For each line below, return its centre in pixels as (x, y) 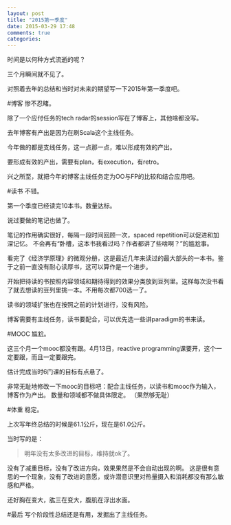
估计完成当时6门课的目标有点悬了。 (57, 372)
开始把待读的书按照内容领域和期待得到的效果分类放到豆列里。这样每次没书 (112, 281)
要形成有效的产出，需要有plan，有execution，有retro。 (85, 162)
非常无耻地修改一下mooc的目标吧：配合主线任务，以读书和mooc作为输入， (113, 387)
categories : (24, 39)
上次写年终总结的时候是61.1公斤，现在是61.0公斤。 (78, 425)
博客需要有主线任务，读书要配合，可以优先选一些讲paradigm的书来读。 (108, 319)
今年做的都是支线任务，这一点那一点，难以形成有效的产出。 (91, 147)
